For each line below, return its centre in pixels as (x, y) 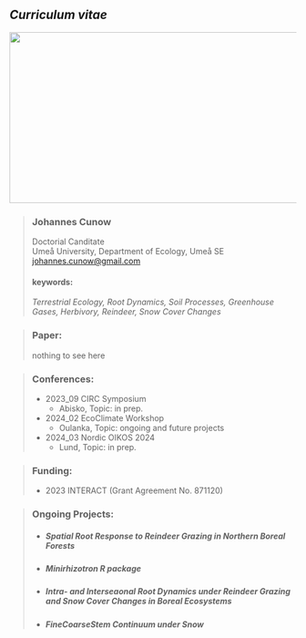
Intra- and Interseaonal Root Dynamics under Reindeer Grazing (168, 592)
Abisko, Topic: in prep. (101, 408)
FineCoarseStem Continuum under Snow (125, 624)
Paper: (46, 335)
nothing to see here (68, 355)
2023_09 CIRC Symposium (96, 398)
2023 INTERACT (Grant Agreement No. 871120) (134, 490)
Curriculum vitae (58, 15)
